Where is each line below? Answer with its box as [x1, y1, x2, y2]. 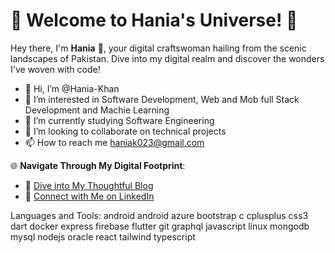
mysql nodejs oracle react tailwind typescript [10, 230, 196, 243]
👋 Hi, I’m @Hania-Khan [24, 82, 120, 94]
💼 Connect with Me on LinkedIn [24, 190, 155, 202]
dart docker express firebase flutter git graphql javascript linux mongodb [10, 220, 310, 232]
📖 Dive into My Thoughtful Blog [24, 179, 154, 191]
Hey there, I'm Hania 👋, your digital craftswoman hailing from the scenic [10, 42, 307, 54]
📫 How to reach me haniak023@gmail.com [24, 136, 205, 148]
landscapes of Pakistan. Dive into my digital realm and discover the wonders [10, 52, 325, 64]
